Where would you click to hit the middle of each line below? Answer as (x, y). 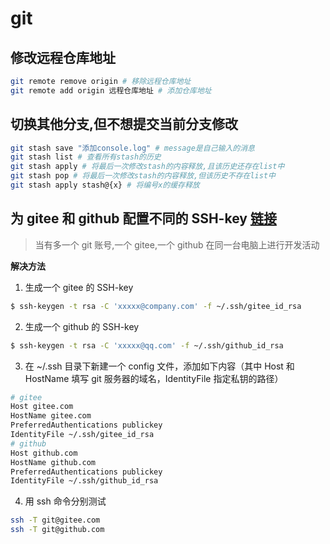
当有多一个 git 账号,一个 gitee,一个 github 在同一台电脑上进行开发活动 (177, 244)
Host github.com (44, 453)
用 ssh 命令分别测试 (65, 501)
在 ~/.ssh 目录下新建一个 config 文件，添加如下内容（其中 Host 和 (159, 366)
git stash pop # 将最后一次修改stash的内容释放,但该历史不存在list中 (143, 176)
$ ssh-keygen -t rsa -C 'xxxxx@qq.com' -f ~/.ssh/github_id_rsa (147, 345)
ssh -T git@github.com (57, 530)
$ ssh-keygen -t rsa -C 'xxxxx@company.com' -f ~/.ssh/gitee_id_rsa (156, 306)
